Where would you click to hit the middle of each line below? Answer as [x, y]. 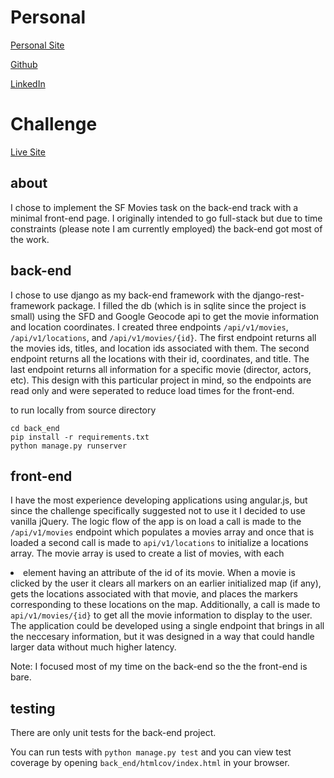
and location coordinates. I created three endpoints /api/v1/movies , [149, 327]
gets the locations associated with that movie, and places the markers [154, 594]
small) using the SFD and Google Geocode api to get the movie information [165, 316]
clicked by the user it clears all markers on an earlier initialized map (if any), [166, 583]
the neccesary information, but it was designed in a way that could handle [162, 637]
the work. [30, 239]
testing [33, 708]
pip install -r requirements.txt [80, 437]
